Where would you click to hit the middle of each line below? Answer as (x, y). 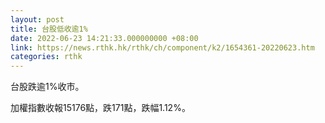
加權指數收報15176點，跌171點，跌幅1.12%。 (100, 108)
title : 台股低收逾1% (49, 29)
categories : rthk (46, 57)
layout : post (37, 19)
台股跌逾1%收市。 (47, 87)
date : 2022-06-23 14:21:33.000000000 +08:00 (104, 38)
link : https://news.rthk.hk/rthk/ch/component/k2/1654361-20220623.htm (162, 47)
